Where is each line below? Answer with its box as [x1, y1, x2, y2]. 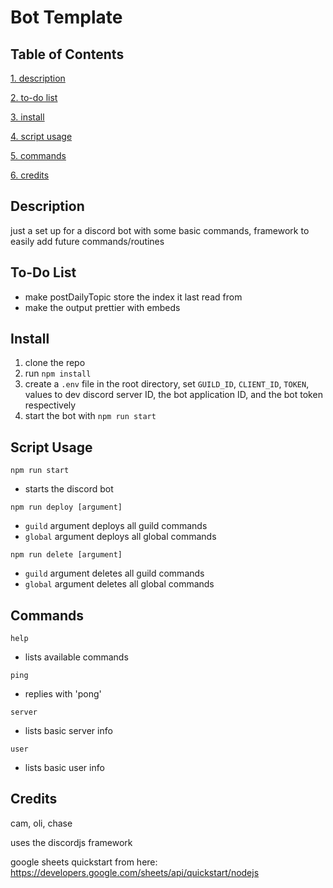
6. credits [10, 169, 50, 181]
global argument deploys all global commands [24, 531, 217, 543]
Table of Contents [10, 46, 125, 63]
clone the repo [24, 357, 86, 369]
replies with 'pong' [24, 688, 102, 700]
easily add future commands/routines [10, 235, 165, 247]
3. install [10, 111, 45, 123]
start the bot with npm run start [24, 410, 157, 422]
